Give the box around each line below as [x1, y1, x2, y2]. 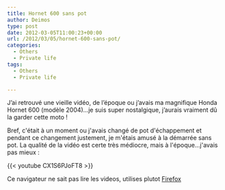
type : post [7, 23, 38, 29]
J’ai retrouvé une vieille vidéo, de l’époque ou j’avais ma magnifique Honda [7, 99, 217, 107]
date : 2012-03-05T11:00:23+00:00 [7, 29, 103, 36]
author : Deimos [7, 16, 51, 23]
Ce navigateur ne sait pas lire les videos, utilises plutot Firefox [7, 175, 181, 183]
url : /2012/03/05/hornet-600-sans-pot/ [7, 36, 121, 43]
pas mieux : [7, 148, 40, 156]
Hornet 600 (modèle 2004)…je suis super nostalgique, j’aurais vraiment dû [7, 106, 217, 114]
